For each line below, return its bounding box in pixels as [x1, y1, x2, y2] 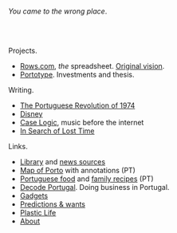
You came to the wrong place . [8, 6, 108, 16]
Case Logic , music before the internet [19, 118, 144, 127]
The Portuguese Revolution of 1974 [19, 101, 136, 110]
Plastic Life [19, 208, 57, 217]
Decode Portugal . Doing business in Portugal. [19, 183, 170, 192]
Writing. [8, 85, 34, 94]
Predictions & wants [19, 199, 86, 209]
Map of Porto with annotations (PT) [19, 166, 136, 175]
